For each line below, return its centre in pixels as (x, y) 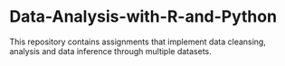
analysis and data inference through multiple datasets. (111, 51)
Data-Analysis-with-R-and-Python (143, 17)
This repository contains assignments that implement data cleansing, (138, 42)
